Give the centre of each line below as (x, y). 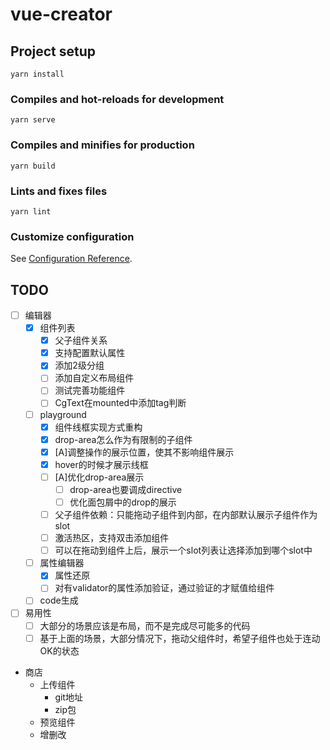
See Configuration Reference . (71, 259)
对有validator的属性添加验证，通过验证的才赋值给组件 (164, 588)
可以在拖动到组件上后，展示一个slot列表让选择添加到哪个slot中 (183, 550)
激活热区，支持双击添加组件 (112, 538)
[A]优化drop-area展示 (99, 477)
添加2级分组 (79, 365)
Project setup (53, 51)
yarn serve (33, 120)
